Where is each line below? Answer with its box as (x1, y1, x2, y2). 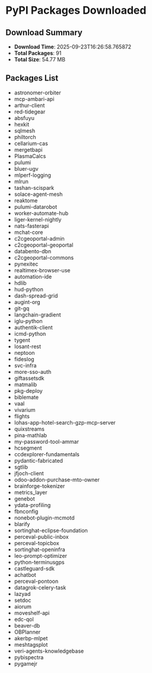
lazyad (14, 590, 31, 597)
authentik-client (14, 324, 53, 331)
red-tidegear (14, 108, 46, 115)
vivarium (14, 406, 36, 413)
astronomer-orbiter (14, 89, 62, 96)
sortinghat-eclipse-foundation (14, 527, 88, 534)
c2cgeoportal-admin (14, 235, 65, 242)
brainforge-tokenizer (14, 482, 65, 490)
